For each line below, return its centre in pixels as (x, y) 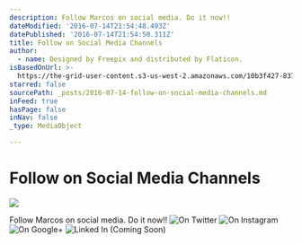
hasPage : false (38, 109)
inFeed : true (34, 101)
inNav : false (34, 118)
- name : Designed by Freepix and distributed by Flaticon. (130, 59)
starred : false (38, 84)
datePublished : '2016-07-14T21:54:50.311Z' (92, 34)
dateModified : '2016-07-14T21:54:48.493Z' (90, 26)
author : (24, 51)
